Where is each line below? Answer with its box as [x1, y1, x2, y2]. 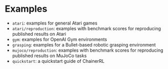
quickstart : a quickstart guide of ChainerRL [12, 58, 105, 64]
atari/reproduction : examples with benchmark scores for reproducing [12, 25, 161, 31]
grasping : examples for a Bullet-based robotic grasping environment [12, 41, 156, 48]
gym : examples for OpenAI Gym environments [12, 36, 107, 42]
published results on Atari [12, 31, 66, 37]
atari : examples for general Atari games [12, 20, 98, 26]
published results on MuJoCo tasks [12, 52, 87, 59]
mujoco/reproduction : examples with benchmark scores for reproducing [12, 47, 164, 53]
